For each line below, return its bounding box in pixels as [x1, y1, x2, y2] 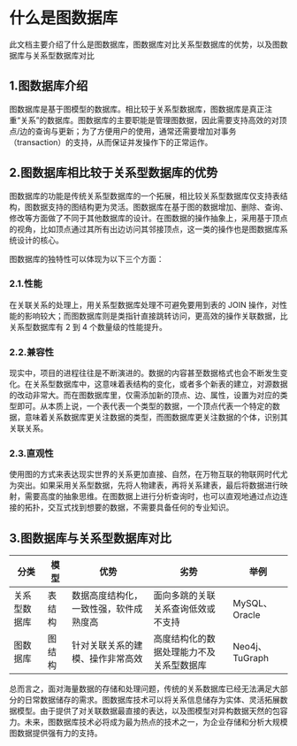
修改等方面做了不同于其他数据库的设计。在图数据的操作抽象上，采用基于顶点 [9, 212, 288, 223]
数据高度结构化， [72, 589, 143, 602]
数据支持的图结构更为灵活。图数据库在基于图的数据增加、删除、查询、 [32, 201, 288, 212]
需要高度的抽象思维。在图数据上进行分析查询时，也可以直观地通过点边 [24, 491, 280, 502]
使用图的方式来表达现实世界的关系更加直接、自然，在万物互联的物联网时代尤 [9, 469, 288, 480]
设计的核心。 [16, 235, 64, 245]
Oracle [232, 609, 261, 621]
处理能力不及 [162, 646, 217, 658]
